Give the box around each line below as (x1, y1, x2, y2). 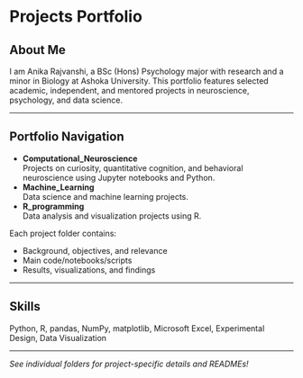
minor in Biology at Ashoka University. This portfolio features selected (9, 76, 269, 86)
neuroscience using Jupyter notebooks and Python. (22, 172, 216, 183)
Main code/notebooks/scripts (22, 255, 133, 265)
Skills (9, 299, 41, 314)
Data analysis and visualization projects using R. (22, 210, 202, 221)
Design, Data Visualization (9, 332, 106, 343)
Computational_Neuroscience (22, 153, 138, 164)
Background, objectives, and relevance (22, 245, 169, 256)
